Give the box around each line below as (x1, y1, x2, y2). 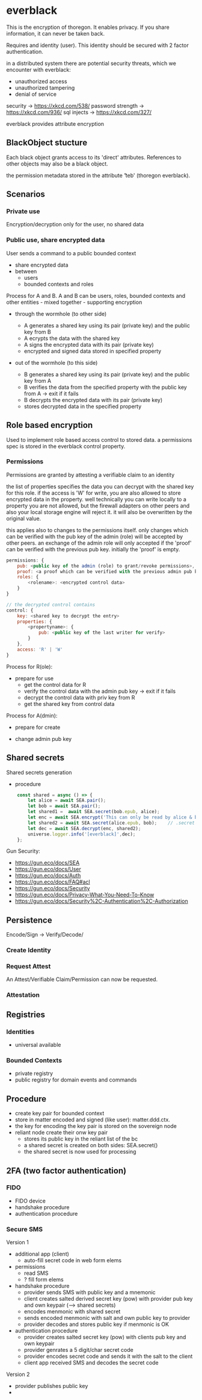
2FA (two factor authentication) (6, 1165, 127, 1175)
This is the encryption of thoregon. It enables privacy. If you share (6, 23, 170, 31)
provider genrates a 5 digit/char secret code (23, 1346, 133, 1354)
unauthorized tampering (14, 84, 75, 91)
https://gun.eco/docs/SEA (14, 859, 80, 867)
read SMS (23, 1269, 49, 1277)
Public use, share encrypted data (6, 236, 105, 244)
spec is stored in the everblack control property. (6, 442, 126, 450)
